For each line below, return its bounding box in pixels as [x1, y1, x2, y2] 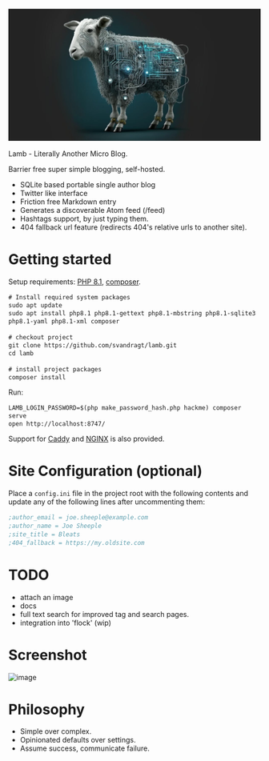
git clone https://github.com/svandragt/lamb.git [8, 342, 178, 350]
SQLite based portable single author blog [19, 180, 156, 190]
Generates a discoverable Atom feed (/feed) [19, 206, 166, 215]
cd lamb [8, 350, 34, 358]
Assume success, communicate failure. [19, 743, 150, 753]
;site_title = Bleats [8, 530, 81, 539]
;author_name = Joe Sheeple [8, 522, 102, 531]
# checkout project [8, 334, 74, 342]
